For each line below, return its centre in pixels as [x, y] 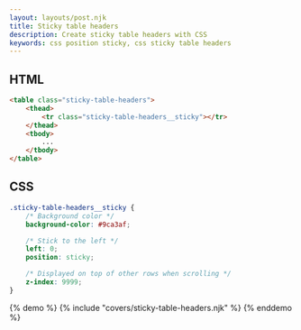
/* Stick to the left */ [72, 241]
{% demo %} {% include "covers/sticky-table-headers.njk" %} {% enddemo [151, 307]
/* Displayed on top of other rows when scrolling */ [128, 274]
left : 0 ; [42, 249]
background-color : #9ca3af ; [78, 225]
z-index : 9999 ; [54, 282]
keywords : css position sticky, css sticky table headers [120, 43]
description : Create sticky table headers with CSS [108, 34]
